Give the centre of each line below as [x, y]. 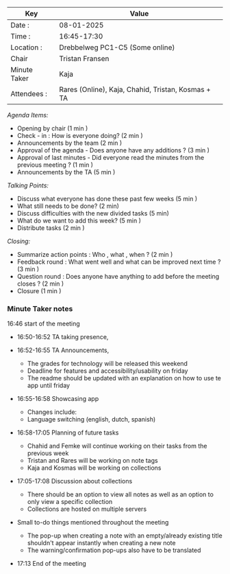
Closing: [19, 241]
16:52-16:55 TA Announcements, [63, 350]
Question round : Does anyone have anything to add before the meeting [118, 276]
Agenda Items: [28, 115]
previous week [48, 453]
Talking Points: [28, 185]
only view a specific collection [70, 502]
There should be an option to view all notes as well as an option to [120, 494]
